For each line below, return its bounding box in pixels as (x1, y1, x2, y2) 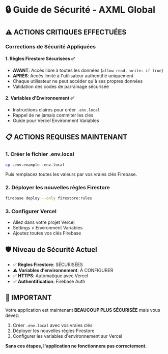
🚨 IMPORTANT (5, 293, 52, 302)
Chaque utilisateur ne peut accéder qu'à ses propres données (12, 78, 143, 84)
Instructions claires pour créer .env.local (12, 106, 100, 112)
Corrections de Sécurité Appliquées (5, 43, 96, 50)
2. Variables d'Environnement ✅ (5, 95, 75, 101)
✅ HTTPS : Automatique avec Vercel (12, 273, 88, 279)
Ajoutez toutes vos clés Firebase (12, 230, 81, 236)
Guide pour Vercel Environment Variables (12, 117, 99, 124)
